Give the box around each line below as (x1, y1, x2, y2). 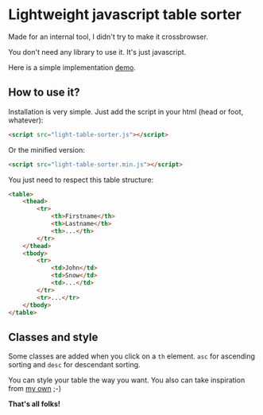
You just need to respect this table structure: (8, 175, 154, 184)
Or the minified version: (8, 145, 85, 154)
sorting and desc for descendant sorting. (8, 360, 141, 370)
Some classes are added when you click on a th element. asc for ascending (8, 351, 256, 361)
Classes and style (8, 330, 99, 343)
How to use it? (8, 86, 80, 99)
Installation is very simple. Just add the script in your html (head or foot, (8, 107, 244, 116)
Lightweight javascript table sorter (8, 6, 242, 24)
